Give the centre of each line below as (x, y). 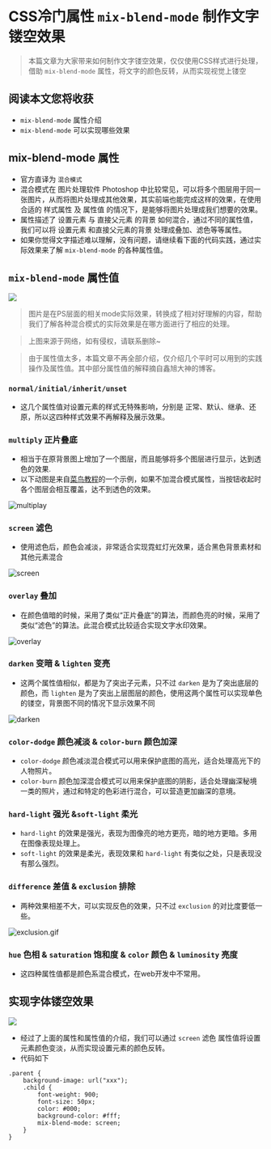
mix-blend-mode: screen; (79, 1123)
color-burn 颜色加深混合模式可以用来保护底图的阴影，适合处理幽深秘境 (138, 781)
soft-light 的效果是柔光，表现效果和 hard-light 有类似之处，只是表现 (137, 854)
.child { (38, 1088)
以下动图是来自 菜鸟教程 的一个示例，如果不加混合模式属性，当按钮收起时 (140, 479)
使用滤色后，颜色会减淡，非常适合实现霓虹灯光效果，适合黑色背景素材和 (140, 547)
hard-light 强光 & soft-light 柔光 (73, 814)
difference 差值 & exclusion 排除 (72, 887)
